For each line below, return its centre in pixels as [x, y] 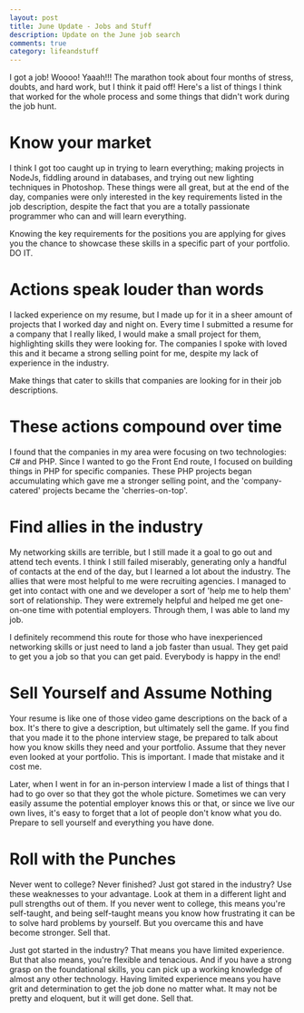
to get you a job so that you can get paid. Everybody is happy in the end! [145, 656]
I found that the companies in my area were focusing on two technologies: [148, 452]
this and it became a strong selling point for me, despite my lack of [134, 353]
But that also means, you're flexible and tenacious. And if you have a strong [151, 959]
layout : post [34, 18]
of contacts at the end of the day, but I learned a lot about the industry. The [150, 571]
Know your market [80, 143]
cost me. [26, 766]
